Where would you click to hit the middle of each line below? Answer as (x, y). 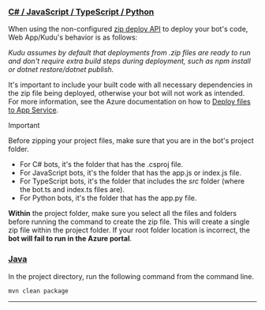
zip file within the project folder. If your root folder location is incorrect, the (129, 230)
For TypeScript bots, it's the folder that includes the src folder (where (132, 181)
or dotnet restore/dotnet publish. (61, 70)
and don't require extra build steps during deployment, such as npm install (129, 61)
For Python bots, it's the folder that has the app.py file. (108, 198)
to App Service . (34, 110)
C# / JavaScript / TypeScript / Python (81, 12)
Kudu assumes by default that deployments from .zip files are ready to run (129, 53)
